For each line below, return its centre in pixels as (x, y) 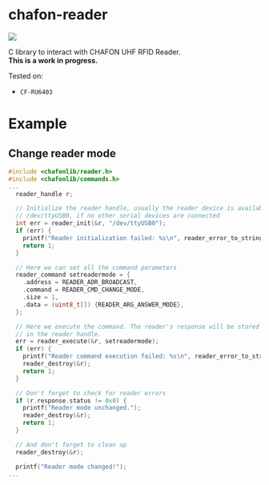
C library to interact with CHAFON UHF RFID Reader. (95, 52)
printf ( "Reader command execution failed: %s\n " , (107, 357)
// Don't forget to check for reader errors (91, 393)
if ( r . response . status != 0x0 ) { (71, 401)
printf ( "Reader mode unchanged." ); (82, 408)
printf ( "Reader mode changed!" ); (71, 467)
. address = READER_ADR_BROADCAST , (80, 283)
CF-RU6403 (36, 92)
